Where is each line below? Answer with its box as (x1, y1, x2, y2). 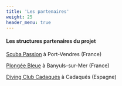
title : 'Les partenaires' (6, 8, 69, 15)
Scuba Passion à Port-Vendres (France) (6, 50, 102, 57)
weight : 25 (6, 14, 33, 20)
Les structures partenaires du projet (6, 37, 96, 44)
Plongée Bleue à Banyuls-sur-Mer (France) (6, 62, 110, 69)
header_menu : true (6, 19, 51, 25)
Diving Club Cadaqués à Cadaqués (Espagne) (6, 73, 117, 80)
